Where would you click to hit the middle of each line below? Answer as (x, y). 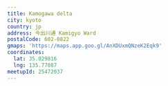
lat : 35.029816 (35, 59)
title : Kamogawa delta (40, 14)
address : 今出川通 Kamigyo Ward (52, 33)
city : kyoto (24, 20)
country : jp (24, 26)
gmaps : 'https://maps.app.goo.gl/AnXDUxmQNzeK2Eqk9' (85, 46)
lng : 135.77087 (35, 65)
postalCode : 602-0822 (38, 40)
